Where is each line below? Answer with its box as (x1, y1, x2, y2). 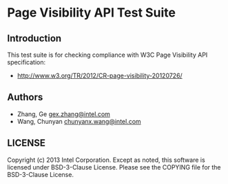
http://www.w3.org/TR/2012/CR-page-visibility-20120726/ (17, 71, 183, 80)
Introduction (7, 33, 62, 44)
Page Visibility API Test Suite (7, 5, 176, 21)
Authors (7, 91, 43, 103)
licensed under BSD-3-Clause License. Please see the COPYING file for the (7, 163, 222, 171)
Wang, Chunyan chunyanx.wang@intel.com (17, 117, 141, 125)
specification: (7, 58, 46, 66)
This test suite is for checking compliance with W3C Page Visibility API (7, 50, 208, 59)
